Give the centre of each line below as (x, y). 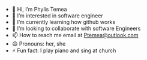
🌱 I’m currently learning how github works (64, 22)
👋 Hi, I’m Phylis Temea (39, 9)
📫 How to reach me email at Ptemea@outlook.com (75, 35)
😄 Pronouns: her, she (39, 44)
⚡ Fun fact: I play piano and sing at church (64, 50)
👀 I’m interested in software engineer (57, 16)
